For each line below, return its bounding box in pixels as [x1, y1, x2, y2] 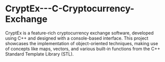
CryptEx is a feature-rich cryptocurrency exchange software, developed [5, 30, 154, 36]
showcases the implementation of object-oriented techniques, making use [5, 40, 158, 46]
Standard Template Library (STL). [5, 51, 74, 57]
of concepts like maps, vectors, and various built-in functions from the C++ [5, 46, 160, 52]
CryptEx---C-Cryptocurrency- [5, 3, 134, 14]
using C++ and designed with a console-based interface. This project [5, 35, 148, 41]
